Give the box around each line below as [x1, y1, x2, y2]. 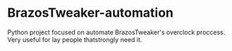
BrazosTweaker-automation [7, 5, 174, 21]
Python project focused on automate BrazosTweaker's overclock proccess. [7, 28, 226, 36]
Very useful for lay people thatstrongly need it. [7, 35, 142, 43]
